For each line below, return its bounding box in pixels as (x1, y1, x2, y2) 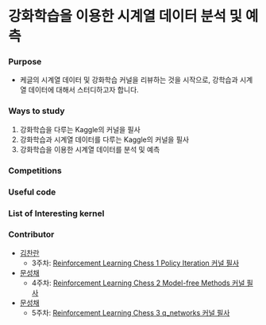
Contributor (8, 229, 55, 240)
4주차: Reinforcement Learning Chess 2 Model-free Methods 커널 (31, 278, 245, 288)
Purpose (8, 57, 42, 68)
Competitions (8, 165, 62, 176)
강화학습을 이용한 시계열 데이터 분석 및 (8, 7, 243, 25)
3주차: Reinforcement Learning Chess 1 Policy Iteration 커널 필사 (31, 258, 240, 268)
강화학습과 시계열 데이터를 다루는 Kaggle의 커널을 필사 (19, 135, 189, 144)
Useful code (8, 186, 56, 198)
